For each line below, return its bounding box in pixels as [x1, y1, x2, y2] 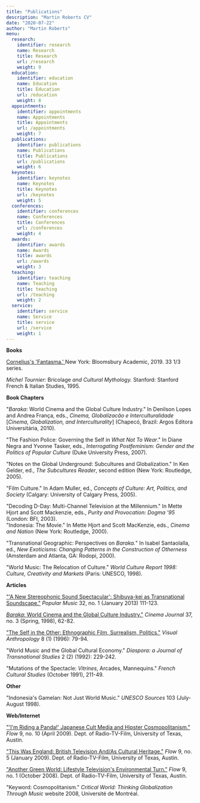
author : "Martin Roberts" [6, 25, 70, 32]
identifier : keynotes [17, 175, 70, 181]
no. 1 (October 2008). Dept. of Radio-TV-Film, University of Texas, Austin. [6, 772, 187, 779]
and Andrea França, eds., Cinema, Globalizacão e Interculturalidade [6, 412, 174, 419]
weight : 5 [17, 197, 42, 203]
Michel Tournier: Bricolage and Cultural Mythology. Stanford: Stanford [6, 376, 179, 384]
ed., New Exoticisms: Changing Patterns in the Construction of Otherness [6, 546, 187, 553]
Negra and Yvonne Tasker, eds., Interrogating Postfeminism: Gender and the [6, 443, 195, 450]
